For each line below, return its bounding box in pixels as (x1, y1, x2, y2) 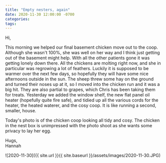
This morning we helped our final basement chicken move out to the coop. (5, 44, 159, 50)
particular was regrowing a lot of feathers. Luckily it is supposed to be (5, 66, 149, 72)
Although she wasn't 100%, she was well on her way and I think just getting (5, 50, 161, 56)
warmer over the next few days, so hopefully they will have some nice (5, 71, 149, 77)
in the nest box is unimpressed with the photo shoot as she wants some (5, 123, 153, 129)
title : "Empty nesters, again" (5, 7, 70, 12)
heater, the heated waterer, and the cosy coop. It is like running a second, (5, 102, 157, 108)
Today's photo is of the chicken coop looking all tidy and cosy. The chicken (5, 117, 160, 123)
